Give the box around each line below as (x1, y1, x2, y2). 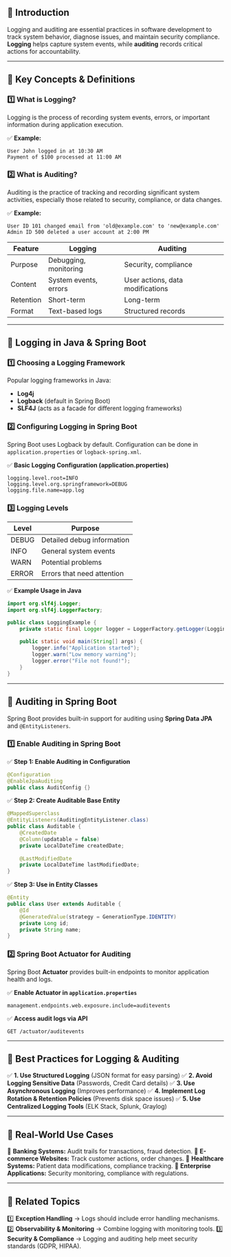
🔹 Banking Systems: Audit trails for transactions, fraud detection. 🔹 (7, 1147, 199, 1156)
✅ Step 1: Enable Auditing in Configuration (7, 757, 131, 765)
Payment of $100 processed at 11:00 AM (7, 153, 122, 161)
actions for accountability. (7, 47, 81, 55)
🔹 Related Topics (7, 1196, 80, 1207)
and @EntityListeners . (7, 721, 71, 730)
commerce (7, 1154, 39, 1163)
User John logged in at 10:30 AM (7, 148, 103, 154)
